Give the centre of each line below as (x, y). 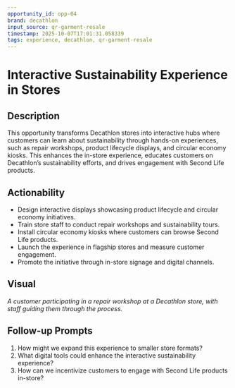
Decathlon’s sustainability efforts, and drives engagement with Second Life (116, 163)
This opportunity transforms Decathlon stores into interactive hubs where (114, 133)
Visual (22, 284)
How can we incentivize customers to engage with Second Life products (122, 370)
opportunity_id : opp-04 (42, 14)
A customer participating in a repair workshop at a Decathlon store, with (113, 301)
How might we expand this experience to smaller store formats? (110, 348)
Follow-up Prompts (50, 331)
